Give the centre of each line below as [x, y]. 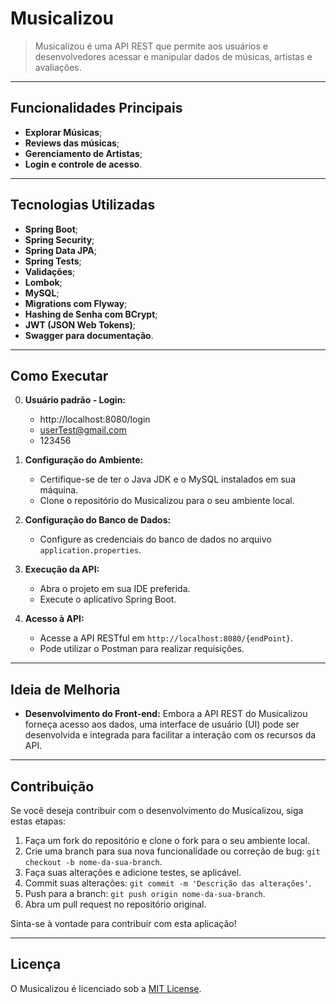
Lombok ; [43, 282]
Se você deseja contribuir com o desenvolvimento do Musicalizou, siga [157, 810]
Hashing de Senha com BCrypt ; [91, 314]
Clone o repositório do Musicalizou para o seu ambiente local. [167, 501]
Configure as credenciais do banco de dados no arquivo [155, 539]
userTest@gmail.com [83, 430]
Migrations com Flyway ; [76, 303]
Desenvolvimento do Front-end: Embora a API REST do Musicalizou [166, 714]
